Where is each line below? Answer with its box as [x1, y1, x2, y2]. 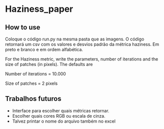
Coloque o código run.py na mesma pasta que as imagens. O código [5, 36, 144, 42]
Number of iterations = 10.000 [5, 71, 66, 77]
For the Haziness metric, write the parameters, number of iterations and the [5, 56, 159, 62]
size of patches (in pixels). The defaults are [5, 62, 93, 67]
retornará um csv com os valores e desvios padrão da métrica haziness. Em [5, 41, 159, 47]
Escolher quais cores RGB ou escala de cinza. [12, 113, 106, 119]
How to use [5, 23, 40, 32]
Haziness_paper [5, 3, 73, 15]
